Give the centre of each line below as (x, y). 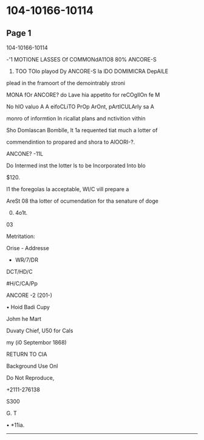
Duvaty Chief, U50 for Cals (40, 330)
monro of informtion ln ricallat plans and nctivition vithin (76, 118)
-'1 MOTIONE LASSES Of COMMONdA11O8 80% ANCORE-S (81, 59)
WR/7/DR (26, 260)
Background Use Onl (32, 366)
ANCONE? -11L (25, 154)
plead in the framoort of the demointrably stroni (66, 83)
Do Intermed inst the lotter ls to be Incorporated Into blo (76, 166)
